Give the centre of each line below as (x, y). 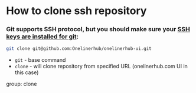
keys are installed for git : (42, 36)
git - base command (40, 60)
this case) (27, 72)
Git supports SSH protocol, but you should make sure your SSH (98, 29)
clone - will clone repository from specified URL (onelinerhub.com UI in (101, 67)
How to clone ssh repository (76, 11)
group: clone (22, 84)
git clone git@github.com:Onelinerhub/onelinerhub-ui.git (79, 49)
